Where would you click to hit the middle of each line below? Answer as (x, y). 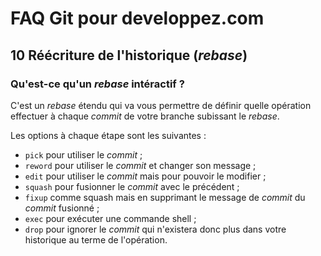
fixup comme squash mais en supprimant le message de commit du (165, 197)
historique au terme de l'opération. (96, 239)
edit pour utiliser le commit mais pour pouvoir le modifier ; (145, 176)
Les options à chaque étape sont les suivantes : (108, 135)
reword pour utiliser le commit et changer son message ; (140, 165)
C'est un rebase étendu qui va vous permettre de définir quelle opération (161, 105)
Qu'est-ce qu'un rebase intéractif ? (97, 84)
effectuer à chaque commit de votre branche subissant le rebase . (145, 116)
